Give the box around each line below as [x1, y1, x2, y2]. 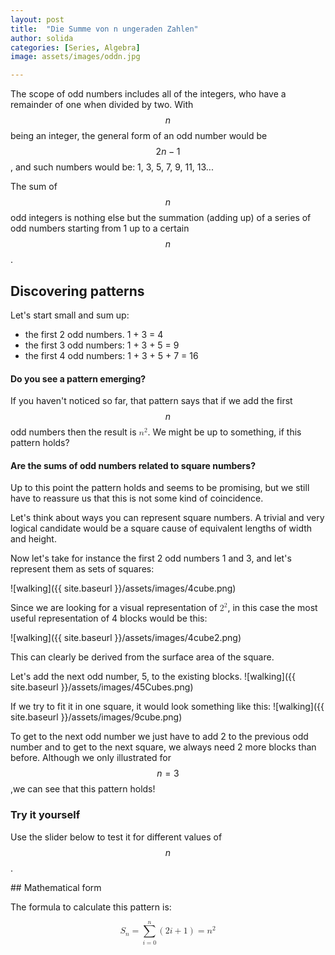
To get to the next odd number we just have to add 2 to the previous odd [10, 731, 309, 743]
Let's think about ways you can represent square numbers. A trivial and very [10, 512, 325, 524]
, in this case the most [227, 602, 318, 614]
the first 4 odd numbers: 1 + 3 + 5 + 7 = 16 [24, 349, 199, 361]
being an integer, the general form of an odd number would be [10, 130, 268, 142]
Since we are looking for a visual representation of [10, 602, 218, 614]
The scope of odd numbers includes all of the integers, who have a [10, 88, 287, 100]
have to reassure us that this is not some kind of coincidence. [10, 492, 264, 505]
